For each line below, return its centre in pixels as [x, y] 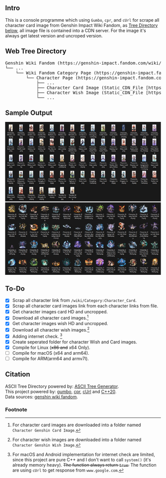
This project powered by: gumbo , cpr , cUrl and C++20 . [61, 391]
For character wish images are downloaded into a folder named [77, 440]
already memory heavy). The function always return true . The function [84, 465]
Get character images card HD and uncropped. [60, 312]
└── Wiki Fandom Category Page [53, 73]
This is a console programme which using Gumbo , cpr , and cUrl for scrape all [82, 20]
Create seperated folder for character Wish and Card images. [75, 342]
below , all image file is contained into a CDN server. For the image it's [76, 30]
